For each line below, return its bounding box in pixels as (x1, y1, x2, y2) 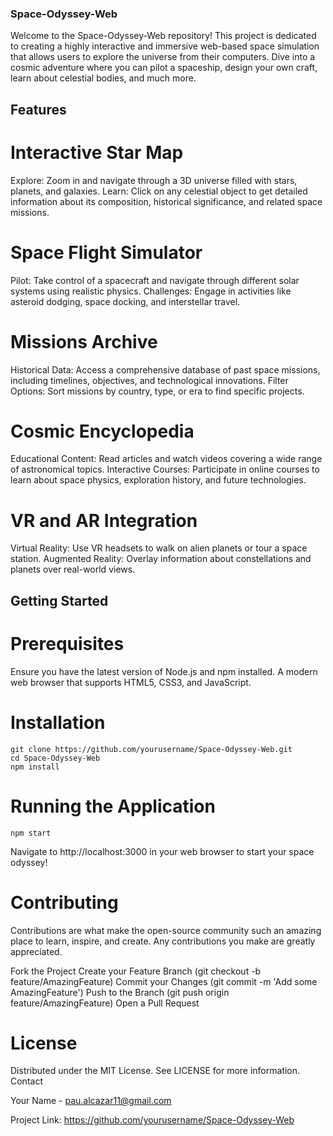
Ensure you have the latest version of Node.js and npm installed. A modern (10, 665, 318, 677)
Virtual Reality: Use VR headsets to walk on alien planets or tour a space (10, 542, 308, 554)
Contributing (10, 891, 119, 914)
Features (10, 101, 67, 118)
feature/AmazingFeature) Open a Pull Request (10, 997, 200, 1009)
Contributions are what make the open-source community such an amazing (10, 924, 322, 936)
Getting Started (10, 592, 109, 609)
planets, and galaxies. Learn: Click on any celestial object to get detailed (10, 185, 308, 197)
